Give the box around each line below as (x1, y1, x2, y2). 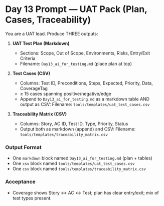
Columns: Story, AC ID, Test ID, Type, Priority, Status (20, 120, 128, 126)
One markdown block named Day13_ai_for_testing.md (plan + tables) (12, 155, 153, 161)
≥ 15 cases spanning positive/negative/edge (20, 90, 111, 96)
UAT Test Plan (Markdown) (12, 40, 70, 46)
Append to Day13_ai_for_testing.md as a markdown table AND (20, 96, 149, 102)
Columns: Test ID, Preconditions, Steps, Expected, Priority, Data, (20, 80, 153, 86)
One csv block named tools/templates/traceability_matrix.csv (12, 166, 146, 172)
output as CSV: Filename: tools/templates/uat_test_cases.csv (20, 101, 150, 107)
